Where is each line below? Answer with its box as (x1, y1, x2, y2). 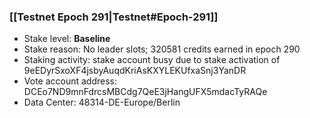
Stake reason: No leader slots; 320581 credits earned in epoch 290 (23, 43, 301, 55)
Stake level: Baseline (23, 33, 111, 45)
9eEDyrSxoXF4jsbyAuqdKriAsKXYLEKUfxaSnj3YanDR (23, 65, 247, 77)
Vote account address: (23, 75, 118, 87)
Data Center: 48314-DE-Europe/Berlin (23, 96, 181, 109)
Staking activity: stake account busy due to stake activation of (23, 54, 281, 66)
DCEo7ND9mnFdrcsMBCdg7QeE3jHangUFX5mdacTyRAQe (23, 86, 268, 98)
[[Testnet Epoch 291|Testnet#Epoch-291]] (9, 10, 219, 24)
